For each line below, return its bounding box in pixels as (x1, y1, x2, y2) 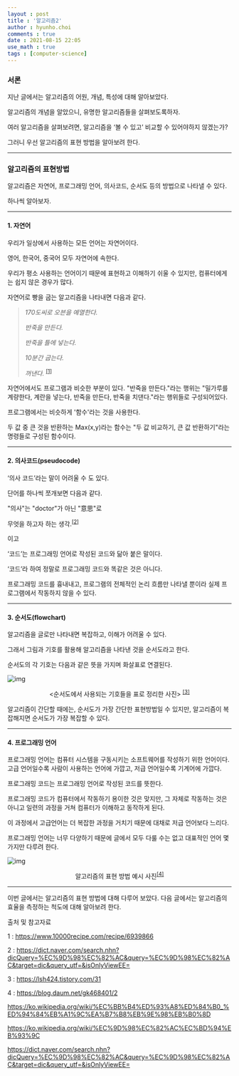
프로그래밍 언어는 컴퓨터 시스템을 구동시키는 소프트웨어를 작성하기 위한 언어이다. (7, 755, 230, 764)
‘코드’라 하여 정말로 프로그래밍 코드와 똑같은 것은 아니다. (7, 564, 163, 574)
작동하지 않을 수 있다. (38, 589, 97, 597)
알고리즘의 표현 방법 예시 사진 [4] (75, 871, 164, 880)
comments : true (7, 30, 55, 38)
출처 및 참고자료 (7, 917, 52, 926)
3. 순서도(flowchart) (7, 613, 66, 621)
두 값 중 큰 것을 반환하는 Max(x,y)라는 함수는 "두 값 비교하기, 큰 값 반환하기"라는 (7, 423, 230, 432)
